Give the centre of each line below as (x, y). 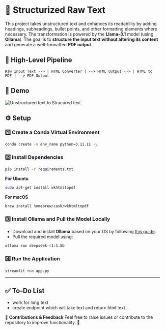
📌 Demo (17, 91)
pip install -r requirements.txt (39, 169)
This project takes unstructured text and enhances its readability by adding (81, 24)
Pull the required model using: (42, 237)
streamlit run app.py (27, 271)
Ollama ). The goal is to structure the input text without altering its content (82, 39)
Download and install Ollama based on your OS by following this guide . (84, 232)
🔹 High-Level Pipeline (39, 60)
